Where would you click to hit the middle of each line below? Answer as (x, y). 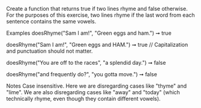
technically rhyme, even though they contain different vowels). (83, 99)
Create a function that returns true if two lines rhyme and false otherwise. (97, 9)
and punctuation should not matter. (49, 51)
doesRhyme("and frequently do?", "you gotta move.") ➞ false (82, 74)
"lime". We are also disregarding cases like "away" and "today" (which (93, 92)
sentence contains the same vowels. (51, 21)
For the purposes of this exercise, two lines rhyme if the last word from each (100, 15)
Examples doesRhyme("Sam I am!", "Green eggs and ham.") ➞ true (89, 33)
